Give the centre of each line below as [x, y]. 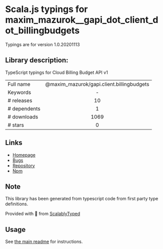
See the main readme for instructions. [44, 241]
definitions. [17, 204]
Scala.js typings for [46, 9]
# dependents [24, 108]
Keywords [19, 92]
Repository [23, 165]
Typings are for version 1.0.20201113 [42, 44]
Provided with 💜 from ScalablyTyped [43, 214]
